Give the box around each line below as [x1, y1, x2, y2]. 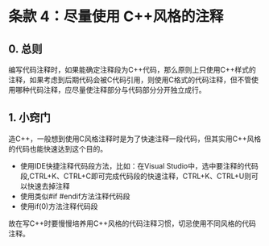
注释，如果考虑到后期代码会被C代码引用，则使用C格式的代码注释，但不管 [8, 75, 252, 85]
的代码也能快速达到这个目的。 [8, 144, 107, 153]
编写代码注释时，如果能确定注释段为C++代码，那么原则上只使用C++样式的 [8, 65, 256, 74]
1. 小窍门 [8, 110, 51, 125]
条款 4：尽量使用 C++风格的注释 [8, 7, 224, 26]
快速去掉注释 [27, 181, 70, 190]
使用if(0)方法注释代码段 [19, 201, 98, 211]
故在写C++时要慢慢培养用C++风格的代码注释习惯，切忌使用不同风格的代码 [8, 219, 256, 228]
